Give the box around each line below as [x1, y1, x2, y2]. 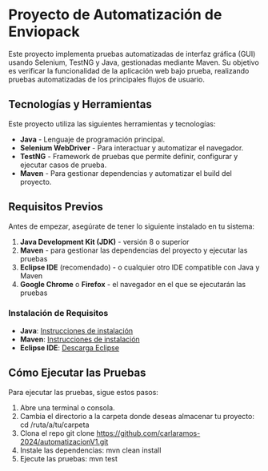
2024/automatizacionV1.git [19, 437, 109, 446]
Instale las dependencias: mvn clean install [19, 445, 162, 455]
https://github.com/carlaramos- [96, 428, 201, 437]
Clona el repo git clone [19, 428, 95, 437]
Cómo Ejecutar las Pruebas [8, 366, 146, 380]
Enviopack [8, 22, 80, 41]
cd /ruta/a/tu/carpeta [19, 420, 90, 429]
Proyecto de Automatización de [8, 6, 222, 24]
